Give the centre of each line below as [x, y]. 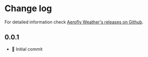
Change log [28, 9]
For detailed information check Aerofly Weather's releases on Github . [74, 22]
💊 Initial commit [27, 49]
